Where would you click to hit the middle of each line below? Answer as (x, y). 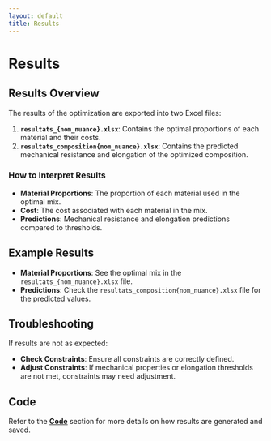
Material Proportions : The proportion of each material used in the (130, 193)
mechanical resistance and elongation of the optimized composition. (134, 154)
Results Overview (54, 94)
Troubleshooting (51, 324)
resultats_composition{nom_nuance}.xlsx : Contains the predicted (129, 146)
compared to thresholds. (61, 227)
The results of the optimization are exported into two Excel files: (115, 113)
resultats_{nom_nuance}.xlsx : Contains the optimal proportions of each (140, 128)
